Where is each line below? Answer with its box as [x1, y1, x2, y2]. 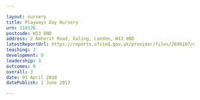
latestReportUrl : [6, 41, 49, 47]
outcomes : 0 [6, 63, 36, 69]
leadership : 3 [6, 57, 42, 64]
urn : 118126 [6, 25, 36, 31]
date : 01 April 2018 [6, 75, 58, 80]
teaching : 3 [6, 47, 36, 53]
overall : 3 [6, 69, 33, 75]
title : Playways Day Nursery [6, 19, 79, 25]
